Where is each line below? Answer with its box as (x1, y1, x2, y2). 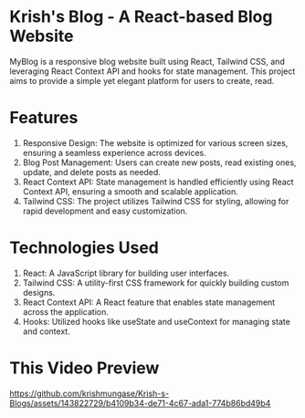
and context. (22, 326, 70, 337)
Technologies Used (9, 237, 160, 258)
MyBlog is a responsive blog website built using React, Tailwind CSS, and (9, 56, 285, 67)
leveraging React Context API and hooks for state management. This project (9, 66, 296, 77)
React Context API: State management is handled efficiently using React (22, 176, 294, 187)
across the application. (22, 306, 110, 317)
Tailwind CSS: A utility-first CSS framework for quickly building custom (22, 277, 289, 288)
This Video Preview (9, 358, 160, 378)
